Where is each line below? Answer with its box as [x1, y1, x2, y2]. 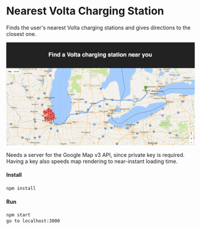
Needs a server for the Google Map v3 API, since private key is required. [6, 151, 185, 158]
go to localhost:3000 [6, 218, 60, 224]
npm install [6, 186, 36, 192]
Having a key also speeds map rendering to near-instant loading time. [6, 158, 178, 165]
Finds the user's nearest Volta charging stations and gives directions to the [6, 24, 191, 31]
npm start [6, 212, 31, 218]
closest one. [6, 30, 37, 37]
